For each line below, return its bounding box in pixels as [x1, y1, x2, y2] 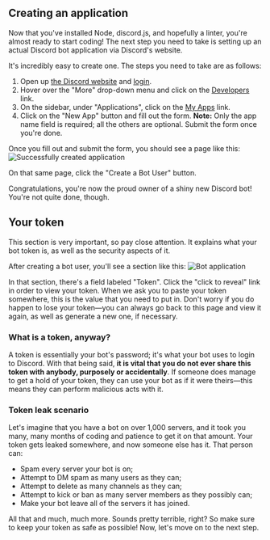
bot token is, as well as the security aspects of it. [8, 246, 171, 255]
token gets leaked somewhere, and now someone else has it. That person [8, 440, 254, 449]
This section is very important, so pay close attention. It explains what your [8, 237, 257, 247]
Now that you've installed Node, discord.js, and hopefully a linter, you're [8, 27, 247, 37]
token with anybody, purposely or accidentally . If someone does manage [8, 367, 256, 377]
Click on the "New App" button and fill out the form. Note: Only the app [19, 111, 257, 120]
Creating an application [8, 6, 129, 20]
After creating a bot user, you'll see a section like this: [8, 261, 187, 271]
